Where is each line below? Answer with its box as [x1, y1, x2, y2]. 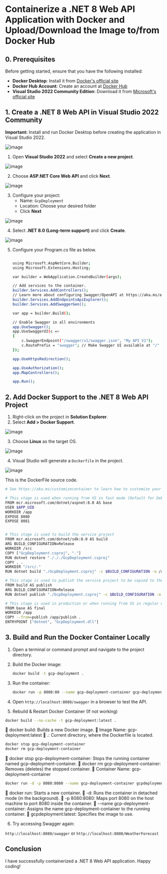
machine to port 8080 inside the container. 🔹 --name [5, 800, 113, 807]
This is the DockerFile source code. [5, 477, 78, 483]
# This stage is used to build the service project [5, 532, 114, 537]
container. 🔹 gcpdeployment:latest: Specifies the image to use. [5, 811, 134, 817]
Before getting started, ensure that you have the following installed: [5, 68, 143, 74]
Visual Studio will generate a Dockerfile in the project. [12, 458, 124, 464]
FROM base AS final [5, 606, 46, 611]
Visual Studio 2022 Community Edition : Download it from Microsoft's [12, 89, 157, 94]
